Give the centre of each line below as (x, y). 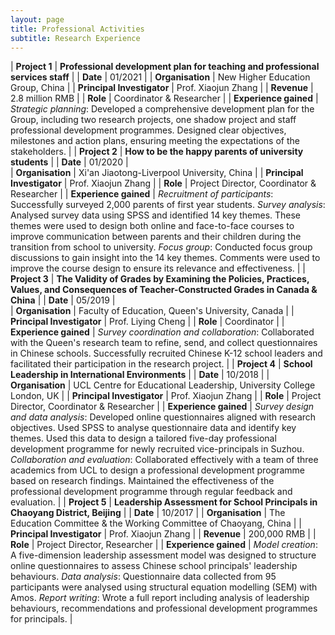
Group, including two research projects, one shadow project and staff (153, 120)
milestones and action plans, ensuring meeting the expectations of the (155, 141)
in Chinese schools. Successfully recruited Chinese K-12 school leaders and (166, 353)
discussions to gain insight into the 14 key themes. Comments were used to (165, 258)
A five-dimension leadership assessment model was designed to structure (163, 555)
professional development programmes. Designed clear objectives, (148, 130)
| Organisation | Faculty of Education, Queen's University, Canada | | (152, 311)
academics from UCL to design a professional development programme (157, 470)
